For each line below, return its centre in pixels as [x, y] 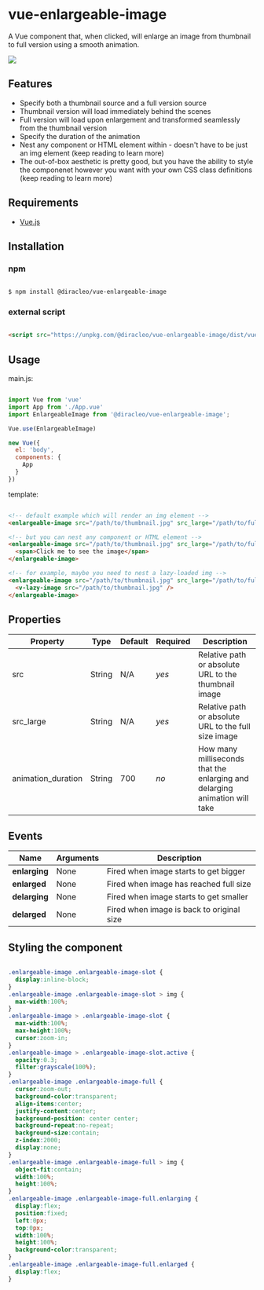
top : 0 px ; [29, 1228]
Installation [36, 246]
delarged [29, 914]
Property [47, 642]
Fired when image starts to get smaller [178, 897]
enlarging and [223, 779]
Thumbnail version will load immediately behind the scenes [115, 111]
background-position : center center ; [77, 1118]
